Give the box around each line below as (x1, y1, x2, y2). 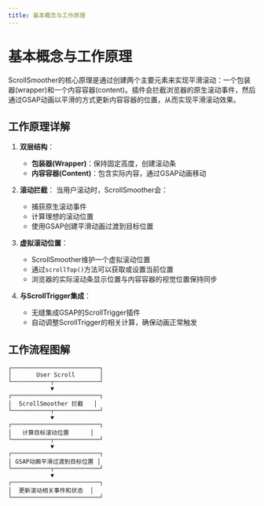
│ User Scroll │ (8, 371, 104, 379)
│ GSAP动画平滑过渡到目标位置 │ (8, 458, 101, 466)
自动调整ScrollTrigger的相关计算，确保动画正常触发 (31, 318, 198, 327)
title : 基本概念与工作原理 (8, 11, 86, 20)
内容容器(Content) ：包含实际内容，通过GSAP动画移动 (31, 169, 207, 178)
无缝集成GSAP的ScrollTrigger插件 (31, 308, 141, 318)
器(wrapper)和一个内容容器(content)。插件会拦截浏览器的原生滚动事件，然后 (8, 85, 256, 94)
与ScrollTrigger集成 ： (19, 291, 92, 300)
